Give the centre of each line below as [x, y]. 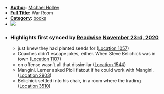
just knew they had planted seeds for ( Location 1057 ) [73, 48]
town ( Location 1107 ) [39, 59]
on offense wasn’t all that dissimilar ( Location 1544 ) [72, 65]
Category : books [28, 18]
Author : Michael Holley [35, 7]
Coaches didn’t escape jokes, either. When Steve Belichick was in [87, 54]
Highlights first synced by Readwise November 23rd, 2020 [84, 37]
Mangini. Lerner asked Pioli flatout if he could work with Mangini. [86, 70]
